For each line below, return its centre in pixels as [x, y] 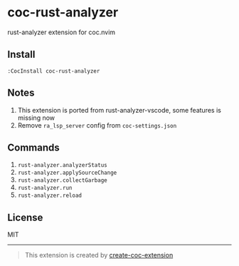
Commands [34, 147]
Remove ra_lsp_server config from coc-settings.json [97, 125]
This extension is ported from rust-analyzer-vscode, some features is [119, 110]
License [25, 217]
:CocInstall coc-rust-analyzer [54, 71]
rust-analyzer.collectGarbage [63, 180]
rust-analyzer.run [45, 188]
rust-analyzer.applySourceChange [67, 173]
